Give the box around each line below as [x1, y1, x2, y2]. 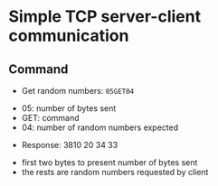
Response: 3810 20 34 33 [21, 140, 118, 150]
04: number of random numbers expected [21, 122, 179, 133]
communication [8, 25, 129, 46]
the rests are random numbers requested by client [21, 167, 209, 177]
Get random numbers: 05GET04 [21, 86, 135, 96]
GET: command [21, 113, 80, 123]
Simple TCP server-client [8, 6, 201, 27]
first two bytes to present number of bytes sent [21, 157, 198, 168]
